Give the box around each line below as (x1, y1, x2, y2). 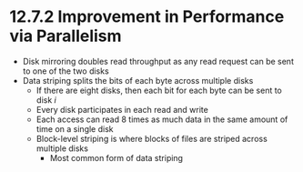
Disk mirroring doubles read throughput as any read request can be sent (22, 56, 294, 66)
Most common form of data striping (49, 152, 184, 163)
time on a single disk (35, 123, 114, 134)
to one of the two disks (22, 66, 109, 76)
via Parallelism (9, 25, 122, 46)
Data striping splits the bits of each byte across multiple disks (22, 75, 254, 86)
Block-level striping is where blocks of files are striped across (35, 133, 268, 144)
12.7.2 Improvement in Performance (9, 6, 285, 27)
